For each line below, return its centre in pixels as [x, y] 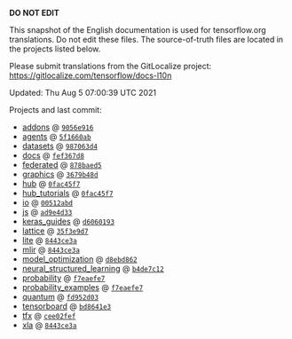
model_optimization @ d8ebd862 [79, 259]
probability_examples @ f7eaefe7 [83, 287]
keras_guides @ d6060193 [68, 221]
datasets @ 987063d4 [59, 146]
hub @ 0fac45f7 [51, 184]
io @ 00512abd [47, 202]
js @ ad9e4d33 [47, 212]
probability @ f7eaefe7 [63, 278]
